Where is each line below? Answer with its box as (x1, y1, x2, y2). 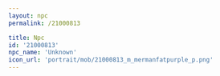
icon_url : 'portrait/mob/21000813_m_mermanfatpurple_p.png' (8, 56, 214, 64)
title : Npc (8, 34, 45, 42)
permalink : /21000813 (8, 19, 81, 27)
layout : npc (8, 11, 48, 20)
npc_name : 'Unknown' (8, 49, 78, 57)
